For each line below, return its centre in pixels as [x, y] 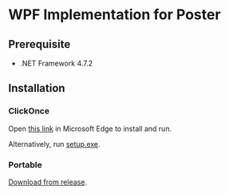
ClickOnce [29, 111]
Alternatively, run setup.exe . [55, 144]
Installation [37, 88]
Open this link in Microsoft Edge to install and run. [90, 129]
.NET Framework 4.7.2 [56, 63]
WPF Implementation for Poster [114, 15]
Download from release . [48, 182]
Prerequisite [39, 44]
